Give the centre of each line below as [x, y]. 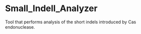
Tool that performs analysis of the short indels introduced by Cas [70, 22]
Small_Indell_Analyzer [51, 8]
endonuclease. [20, 27]
